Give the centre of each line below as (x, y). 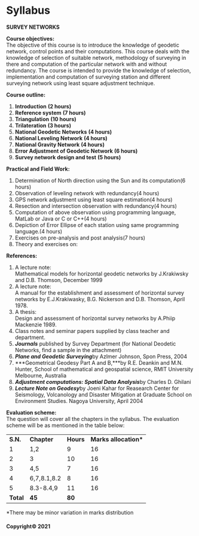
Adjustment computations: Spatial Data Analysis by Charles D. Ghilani (103, 381)
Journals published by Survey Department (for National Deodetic (95, 343)
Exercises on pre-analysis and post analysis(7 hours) (80, 238)
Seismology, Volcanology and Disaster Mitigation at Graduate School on (103, 394)
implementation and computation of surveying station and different (88, 77)
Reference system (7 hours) (50, 113)
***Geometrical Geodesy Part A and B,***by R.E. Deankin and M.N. (99, 362)
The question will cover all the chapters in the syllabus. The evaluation (93, 419)
